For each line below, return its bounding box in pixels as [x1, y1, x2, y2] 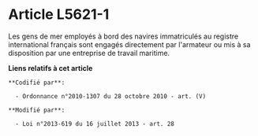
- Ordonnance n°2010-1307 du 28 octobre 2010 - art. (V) [15, 92, 207, 100]
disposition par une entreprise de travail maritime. [8, 48, 170, 57]
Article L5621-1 [8, 6, 110, 24]
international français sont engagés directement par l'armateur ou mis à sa [8, 39, 251, 49]
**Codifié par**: [8, 79, 65, 86]
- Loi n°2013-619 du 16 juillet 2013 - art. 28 [15, 119, 175, 127]
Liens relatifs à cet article [8, 63, 93, 72]
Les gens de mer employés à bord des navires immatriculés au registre [8, 31, 239, 41]
